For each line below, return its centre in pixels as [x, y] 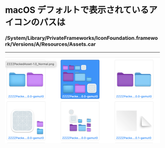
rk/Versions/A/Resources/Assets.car [51, 44]
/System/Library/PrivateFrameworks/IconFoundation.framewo [82, 38]
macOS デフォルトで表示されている [77, 10]
